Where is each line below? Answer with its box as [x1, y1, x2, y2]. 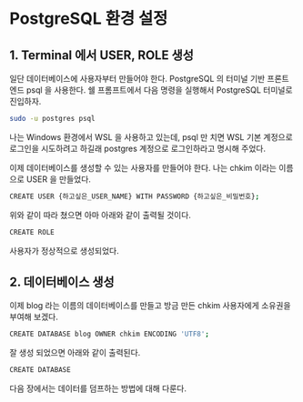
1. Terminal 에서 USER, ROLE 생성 [9, 47, 194, 63]
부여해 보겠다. [9, 311, 59, 323]
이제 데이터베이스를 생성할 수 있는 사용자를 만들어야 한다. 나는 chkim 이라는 [9, 162, 278, 173]
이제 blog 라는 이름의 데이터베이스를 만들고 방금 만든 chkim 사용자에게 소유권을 [9, 300, 291, 311]
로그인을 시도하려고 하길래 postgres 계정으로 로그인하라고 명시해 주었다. [9, 143, 267, 154]
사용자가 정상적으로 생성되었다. [9, 245, 120, 256]
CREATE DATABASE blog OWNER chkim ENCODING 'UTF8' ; [9, 329, 209, 339]
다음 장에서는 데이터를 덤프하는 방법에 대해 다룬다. [9, 383, 187, 394]
